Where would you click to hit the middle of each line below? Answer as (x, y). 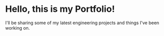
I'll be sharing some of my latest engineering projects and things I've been (82, 23)
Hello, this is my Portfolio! (60, 9)
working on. (18, 28)
